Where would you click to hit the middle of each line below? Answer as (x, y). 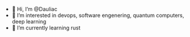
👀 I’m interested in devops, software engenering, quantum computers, (98, 15)
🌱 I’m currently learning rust (46, 28)
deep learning (29, 21)
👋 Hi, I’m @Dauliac (35, 9)
